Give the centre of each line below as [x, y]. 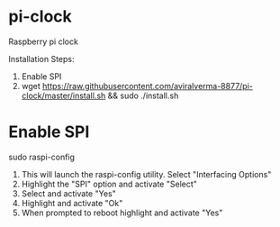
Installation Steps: [41, 59]
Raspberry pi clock [43, 41]
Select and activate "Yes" [68, 193]
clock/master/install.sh [63, 95]
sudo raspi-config [42, 157]
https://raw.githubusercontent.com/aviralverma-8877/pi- [148, 86]
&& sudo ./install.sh [143, 95]
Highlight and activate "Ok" [72, 203]
